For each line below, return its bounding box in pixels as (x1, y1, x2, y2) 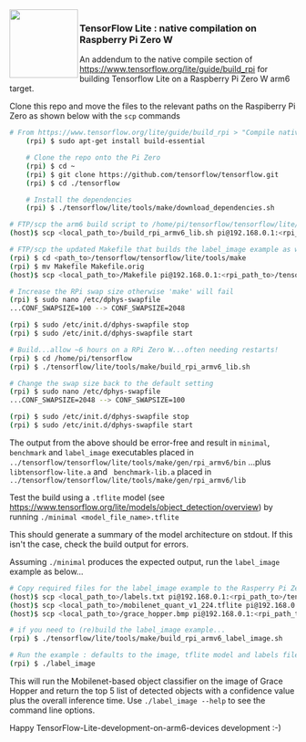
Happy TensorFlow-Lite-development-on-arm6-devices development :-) (9, 722, 282, 733)
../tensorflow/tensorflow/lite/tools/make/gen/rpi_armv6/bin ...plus (9, 456, 271, 467)
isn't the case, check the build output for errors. (9, 538, 189, 549)
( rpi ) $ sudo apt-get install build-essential (25, 137, 206, 146)
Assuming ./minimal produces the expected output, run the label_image (9, 556, 280, 567)
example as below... (9, 566, 84, 577)
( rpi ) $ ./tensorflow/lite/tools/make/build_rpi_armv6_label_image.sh (9, 634, 283, 643)
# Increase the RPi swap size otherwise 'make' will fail (9, 287, 234, 296)
